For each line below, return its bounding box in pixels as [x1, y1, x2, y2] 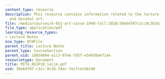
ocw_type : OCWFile [5, 39, 43, 44]
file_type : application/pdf [5, 26, 63, 30]
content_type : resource [5, 7, 54, 12]
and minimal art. [9, 16, 45, 21]
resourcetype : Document [5, 57, 54, 62]
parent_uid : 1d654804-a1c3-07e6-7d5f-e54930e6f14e [5, 53, 111, 58]
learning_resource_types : [5, 30, 58, 35]
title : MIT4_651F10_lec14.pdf [5, 62, 67, 67]
